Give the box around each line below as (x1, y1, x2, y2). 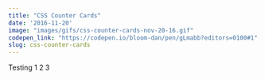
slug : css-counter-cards (8, 41, 91, 49)
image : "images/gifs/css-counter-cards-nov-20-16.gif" (8, 26, 194, 34)
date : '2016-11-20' (8, 19, 73, 27)
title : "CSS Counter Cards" (8, 11, 102, 20)
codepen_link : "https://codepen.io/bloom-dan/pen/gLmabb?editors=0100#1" (8, 33, 259, 42)
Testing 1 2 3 (8, 63, 50, 72)
